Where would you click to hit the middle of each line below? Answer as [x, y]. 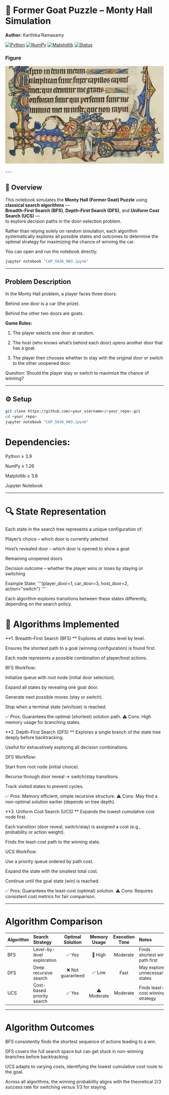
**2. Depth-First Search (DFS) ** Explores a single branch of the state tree [83, 732]
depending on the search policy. [38, 604]
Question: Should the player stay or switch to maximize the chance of [77, 373]
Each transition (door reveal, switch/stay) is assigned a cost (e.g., [73, 826]
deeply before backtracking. [34, 737]
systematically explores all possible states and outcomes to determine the [82, 236]
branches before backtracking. [37, 1057]
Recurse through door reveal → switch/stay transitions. [62, 776]
